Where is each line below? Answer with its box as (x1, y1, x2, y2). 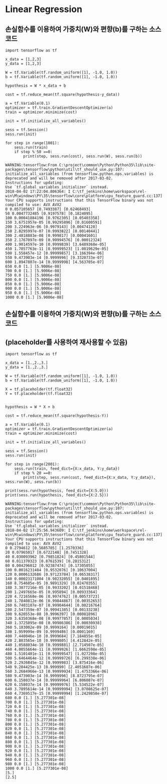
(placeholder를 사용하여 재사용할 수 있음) (5, 338, 128, 346)
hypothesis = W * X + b (5, 405, 55, 410)
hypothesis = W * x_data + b (5, 83, 66, 88)
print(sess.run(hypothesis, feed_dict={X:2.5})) (5, 493, 109, 498)
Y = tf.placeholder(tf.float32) (5, 391, 73, 397)
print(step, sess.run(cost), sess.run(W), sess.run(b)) (23, 154, 142, 159)
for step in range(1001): (5, 141, 59, 146)
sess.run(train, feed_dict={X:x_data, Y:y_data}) (14, 466, 120, 472)
